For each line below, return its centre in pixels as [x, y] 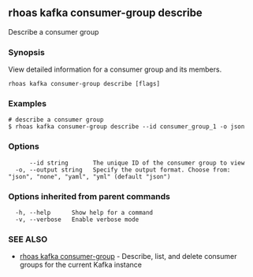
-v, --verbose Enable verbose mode [77, 220]
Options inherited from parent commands [89, 196]
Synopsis [26, 52]
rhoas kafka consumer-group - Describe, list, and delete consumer [128, 257]
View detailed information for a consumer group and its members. [115, 69]
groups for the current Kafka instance [81, 265]
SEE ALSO [28, 239]
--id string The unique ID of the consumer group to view [137, 163]
